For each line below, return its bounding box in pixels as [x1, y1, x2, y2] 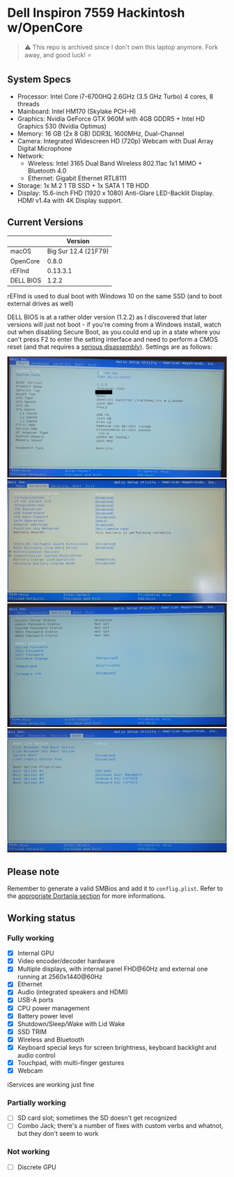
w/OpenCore [7, 20, 84, 36]
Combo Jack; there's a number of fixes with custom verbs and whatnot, [17, 1122, 224, 1130]
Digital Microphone [17, 144, 72, 152]
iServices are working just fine [7, 1081, 95, 1089]
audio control [17, 1050, 56, 1060]
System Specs [7, 73, 71, 85]
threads [17, 99, 40, 108]
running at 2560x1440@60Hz [17, 973, 103, 981]
